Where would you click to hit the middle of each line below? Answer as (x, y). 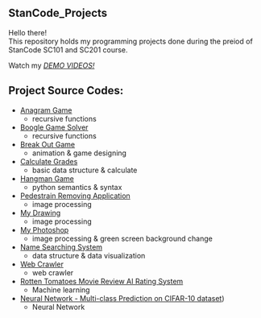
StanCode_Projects (58, 13)
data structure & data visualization (89, 255)
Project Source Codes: (66, 91)
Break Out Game (48, 144)
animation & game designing (79, 153)
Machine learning (61, 290)
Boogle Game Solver (54, 127)
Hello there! (27, 32)
